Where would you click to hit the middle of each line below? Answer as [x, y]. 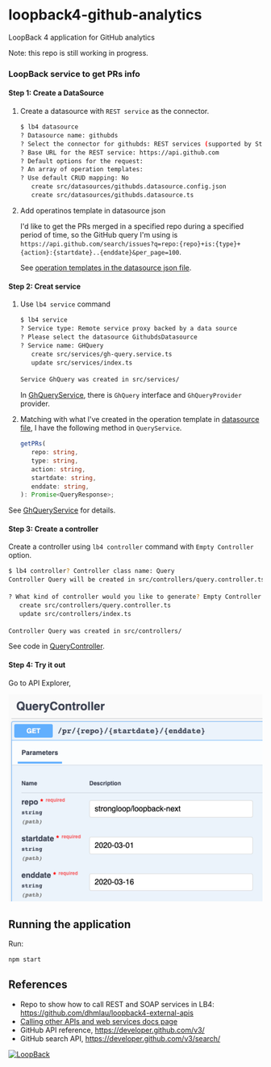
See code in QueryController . [56, 646]
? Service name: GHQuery [62, 345]
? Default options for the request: [81, 161]
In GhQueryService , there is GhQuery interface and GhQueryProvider [131, 395]
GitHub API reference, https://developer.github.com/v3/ [113, 1030]
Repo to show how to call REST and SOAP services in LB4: [117, 1004]
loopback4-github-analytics [105, 15]
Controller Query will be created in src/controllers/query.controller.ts [137, 580]
